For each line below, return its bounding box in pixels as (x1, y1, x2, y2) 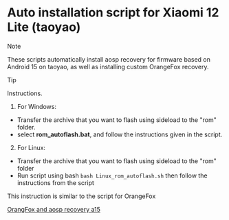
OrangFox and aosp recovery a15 (7, 205, 101, 213)
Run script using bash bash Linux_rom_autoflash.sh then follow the (17, 171, 208, 180)
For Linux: (17, 143, 46, 151)
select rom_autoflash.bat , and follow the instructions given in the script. (17, 130, 223, 138)
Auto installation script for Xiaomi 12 (7, 5, 219, 21)
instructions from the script (17, 178, 95, 186)
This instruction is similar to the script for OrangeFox (7, 192, 156, 200)
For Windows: (17, 102, 57, 110)
